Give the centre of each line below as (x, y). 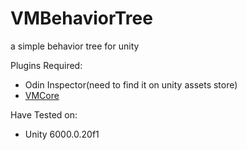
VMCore (42, 95)
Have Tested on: (44, 114)
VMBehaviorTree (81, 18)
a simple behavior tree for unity (75, 46)
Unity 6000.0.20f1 (62, 134)
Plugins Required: (46, 65)
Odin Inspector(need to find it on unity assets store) (131, 84)
